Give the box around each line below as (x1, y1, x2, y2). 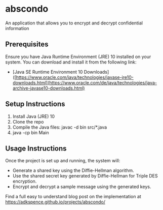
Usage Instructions (5, 144, 67, 153)
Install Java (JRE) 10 (12, 113, 55, 119)
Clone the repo (12, 118, 44, 125)
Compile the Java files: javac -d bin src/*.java (12, 124, 107, 130)
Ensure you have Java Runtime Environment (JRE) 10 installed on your (5, 53, 151, 59)
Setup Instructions (5, 100, 65, 108)
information (5, 25, 29, 31)
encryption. (12, 178, 37, 185)
